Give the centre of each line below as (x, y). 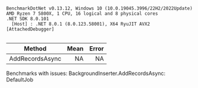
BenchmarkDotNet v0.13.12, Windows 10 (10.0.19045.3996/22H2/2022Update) (100, 8)
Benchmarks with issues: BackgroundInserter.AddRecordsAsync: (86, 73)
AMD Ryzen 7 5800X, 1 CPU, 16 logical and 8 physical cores (82, 14)
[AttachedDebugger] (30, 29)
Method (35, 48)
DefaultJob (20, 80)
